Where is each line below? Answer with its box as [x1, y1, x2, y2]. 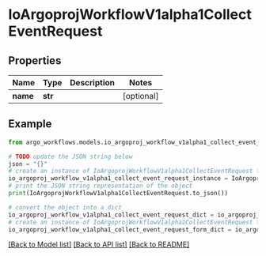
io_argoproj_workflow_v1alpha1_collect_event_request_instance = [8, 175, 228, 183]
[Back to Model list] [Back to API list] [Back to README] [8, 239, 190, 250]
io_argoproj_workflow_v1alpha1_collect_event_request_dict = [8, 211, 215, 219]
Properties [8, 54, 62, 67]
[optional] [122, 91, 159, 101]
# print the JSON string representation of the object [8, 182, 193, 190]
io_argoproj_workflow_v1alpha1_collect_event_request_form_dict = [8, 225, 232, 234]
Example [8, 117, 52, 131]
